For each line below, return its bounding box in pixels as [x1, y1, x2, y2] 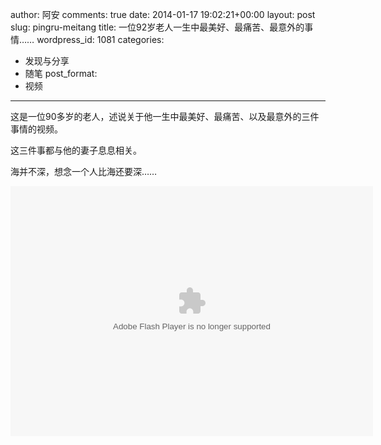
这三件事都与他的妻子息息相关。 [10, 144, 142, 156]
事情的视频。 [10, 123, 63, 135]
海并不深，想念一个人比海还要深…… [10, 166, 158, 177]
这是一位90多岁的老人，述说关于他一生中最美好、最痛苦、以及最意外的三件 [10, 111, 320, 122]
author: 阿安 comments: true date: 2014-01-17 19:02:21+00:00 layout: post [10, 9, 316, 20]
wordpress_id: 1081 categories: [36, 34, 165, 45]
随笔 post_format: [24, 68, 98, 79]
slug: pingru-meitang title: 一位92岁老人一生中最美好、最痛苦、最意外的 [10, 21, 305, 33]
